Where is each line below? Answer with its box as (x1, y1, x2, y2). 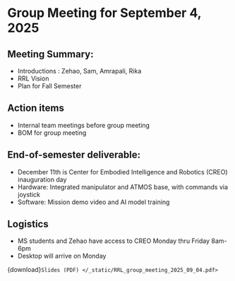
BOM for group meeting (17, 128, 87, 137)
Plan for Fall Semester (17, 82, 82, 90)
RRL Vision (17, 74, 49, 83)
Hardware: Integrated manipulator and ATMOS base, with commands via (17, 182, 228, 191)
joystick (17, 190, 41, 198)
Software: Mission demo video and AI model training (17, 198, 170, 206)
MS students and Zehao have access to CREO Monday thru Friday (17, 237, 210, 245)
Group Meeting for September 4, (7, 5, 202, 21)
